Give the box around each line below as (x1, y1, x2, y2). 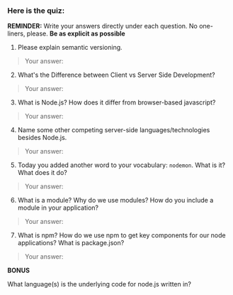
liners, (7, 29, 25, 38)
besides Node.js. (17, 134, 67, 142)
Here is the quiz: (7, 6, 65, 16)
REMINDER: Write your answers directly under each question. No (7, 22, 198, 31)
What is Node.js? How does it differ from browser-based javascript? (17, 98, 216, 107)
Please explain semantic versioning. (17, 43, 123, 52)
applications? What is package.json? (17, 239, 125, 247)
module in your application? (17, 203, 99, 212)
